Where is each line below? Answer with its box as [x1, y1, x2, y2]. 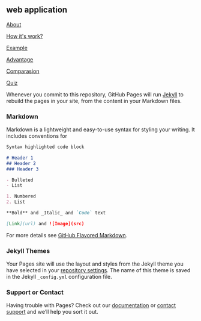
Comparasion [6, 67, 40, 75]
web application [6, 5, 68, 15]
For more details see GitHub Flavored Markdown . [6, 231, 128, 238]
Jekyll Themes [6, 246, 50, 255]
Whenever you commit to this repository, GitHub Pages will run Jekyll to [6, 90, 184, 98]
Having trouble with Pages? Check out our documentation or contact [6, 302, 176, 309]
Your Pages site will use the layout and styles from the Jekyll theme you [6, 260, 184, 267]
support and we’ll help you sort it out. [6, 308, 98, 316]
